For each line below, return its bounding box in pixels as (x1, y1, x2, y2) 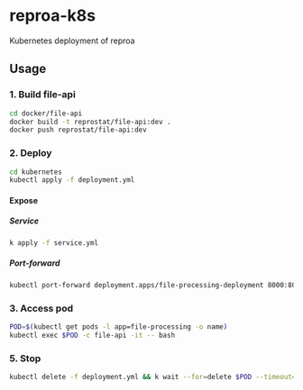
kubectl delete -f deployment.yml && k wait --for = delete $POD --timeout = (9, 372, 297, 381)
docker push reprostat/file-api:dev (9, 125, 147, 135)
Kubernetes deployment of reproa (9, 35, 135, 46)
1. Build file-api (9, 88, 77, 101)
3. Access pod (9, 302, 74, 314)
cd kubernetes (9, 168, 63, 177)
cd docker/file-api (9, 109, 83, 118)
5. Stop (9, 352, 41, 365)
